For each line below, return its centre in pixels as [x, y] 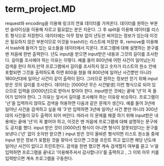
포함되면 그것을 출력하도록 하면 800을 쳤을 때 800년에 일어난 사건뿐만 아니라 [78, 72]
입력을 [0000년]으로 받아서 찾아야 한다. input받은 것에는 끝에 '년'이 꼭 [85, 91]
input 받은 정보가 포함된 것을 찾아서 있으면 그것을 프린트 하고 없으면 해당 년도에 [81, 140]
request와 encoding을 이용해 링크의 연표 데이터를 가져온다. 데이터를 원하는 [77, 23]
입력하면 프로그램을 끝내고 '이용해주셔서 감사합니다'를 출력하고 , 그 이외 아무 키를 [82, 152]
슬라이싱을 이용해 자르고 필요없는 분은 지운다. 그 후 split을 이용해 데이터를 [80, 29]
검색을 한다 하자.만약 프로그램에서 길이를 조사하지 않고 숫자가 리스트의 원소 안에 [81, 66]
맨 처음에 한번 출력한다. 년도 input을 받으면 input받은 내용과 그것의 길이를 [75, 54]
